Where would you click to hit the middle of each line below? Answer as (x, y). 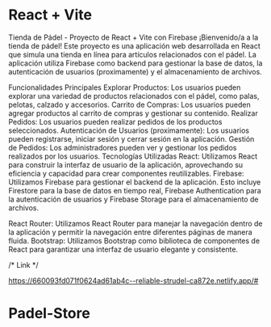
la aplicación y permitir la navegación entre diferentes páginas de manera (130, 231)
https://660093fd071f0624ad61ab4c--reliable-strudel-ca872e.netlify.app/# (133, 280)
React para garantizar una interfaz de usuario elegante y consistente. (123, 249)
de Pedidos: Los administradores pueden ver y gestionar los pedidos (123, 147)
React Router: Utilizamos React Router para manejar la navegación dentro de (135, 223)
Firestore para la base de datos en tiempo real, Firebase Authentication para (135, 190)
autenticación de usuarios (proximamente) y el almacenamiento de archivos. (135, 71)
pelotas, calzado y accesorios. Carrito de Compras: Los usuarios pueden (130, 104)
